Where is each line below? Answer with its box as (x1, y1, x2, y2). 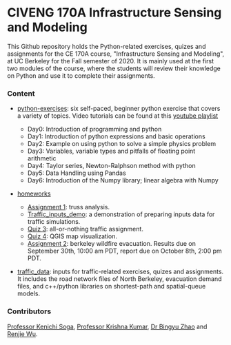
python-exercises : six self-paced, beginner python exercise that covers (17, 105, 221, 113)
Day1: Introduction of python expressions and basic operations (27, 132, 205, 140)
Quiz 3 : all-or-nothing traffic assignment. (27, 225, 143, 233)
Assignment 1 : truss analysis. (27, 203, 110, 211)
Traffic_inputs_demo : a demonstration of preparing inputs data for (27, 210, 215, 218)
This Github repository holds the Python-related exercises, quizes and (7, 42, 206, 50)
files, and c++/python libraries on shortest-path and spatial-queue (17, 282, 206, 291)
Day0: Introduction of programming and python (27, 125, 162, 134)
